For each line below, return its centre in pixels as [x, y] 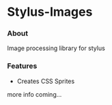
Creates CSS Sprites [46, 81]
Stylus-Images [50, 12]
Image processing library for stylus [56, 48]
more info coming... [34, 94]
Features [22, 66]
